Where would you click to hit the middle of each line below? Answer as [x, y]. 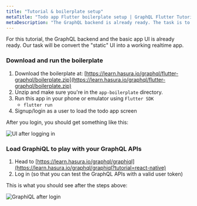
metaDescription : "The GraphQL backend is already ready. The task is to [98, 22]
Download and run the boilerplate [55, 60]
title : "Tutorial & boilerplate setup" [55, 11]
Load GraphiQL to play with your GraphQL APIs [74, 148]
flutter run [38, 105]
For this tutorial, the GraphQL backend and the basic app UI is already [90, 39]
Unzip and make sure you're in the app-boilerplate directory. [89, 92]
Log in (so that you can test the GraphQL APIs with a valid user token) [99, 174]
